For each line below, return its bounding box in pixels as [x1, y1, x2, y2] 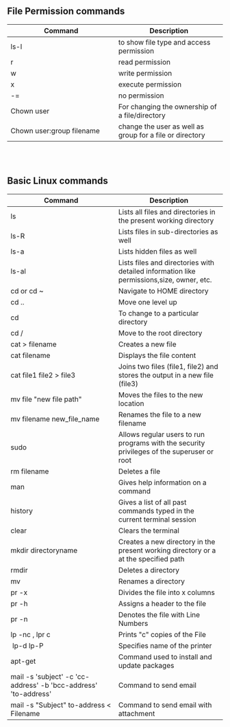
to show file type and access [118, 37, 211, 47]
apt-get [10, 656, 36, 666]
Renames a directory [118, 577, 186, 586]
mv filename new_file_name [10, 414, 100, 423]
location [118, 399, 144, 408]
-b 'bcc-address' [40, 680, 98, 690]
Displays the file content [118, 350, 196, 360]
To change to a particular [118, 309, 199, 318]
